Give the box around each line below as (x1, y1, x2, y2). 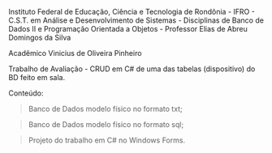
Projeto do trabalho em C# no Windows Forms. (28, 135, 185, 145)
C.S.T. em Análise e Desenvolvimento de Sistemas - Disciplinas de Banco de (8, 15, 264, 25)
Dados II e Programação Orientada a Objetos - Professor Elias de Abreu (8, 24, 248, 33)
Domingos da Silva (8, 32, 71, 42)
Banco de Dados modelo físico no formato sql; (28, 120, 184, 129)
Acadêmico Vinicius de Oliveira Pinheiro (8, 49, 142, 57)
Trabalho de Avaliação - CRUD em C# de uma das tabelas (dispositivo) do (8, 64, 256, 74)
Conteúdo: (8, 88, 44, 98)
